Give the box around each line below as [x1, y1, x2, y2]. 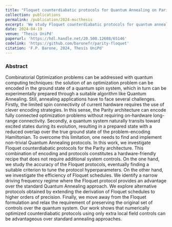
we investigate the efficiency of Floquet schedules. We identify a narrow [5, 172, 158, 178]
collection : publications [5, 12, 60, 17]
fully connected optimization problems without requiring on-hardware [5, 112, 153, 118]
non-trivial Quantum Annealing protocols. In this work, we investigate [5, 139, 151, 146]
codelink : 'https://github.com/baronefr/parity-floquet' [5, 41, 130, 46]
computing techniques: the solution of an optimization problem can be [5, 79, 154, 86]
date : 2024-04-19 [5, 27, 42, 32]
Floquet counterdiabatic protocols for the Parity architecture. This [5, 145, 144, 151]
